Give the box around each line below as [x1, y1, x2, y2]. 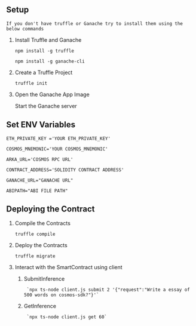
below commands [6, 26, 44, 32]
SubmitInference [23, 275, 65, 282]
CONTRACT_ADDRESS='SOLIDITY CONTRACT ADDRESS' [6, 167, 124, 173]
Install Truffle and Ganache [14, 36, 82, 44]
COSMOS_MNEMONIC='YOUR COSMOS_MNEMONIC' [6, 146, 109, 152]
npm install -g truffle [14, 48, 75, 54]
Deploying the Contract [6, 204, 95, 214]
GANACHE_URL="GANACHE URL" [6, 177, 73, 183]
